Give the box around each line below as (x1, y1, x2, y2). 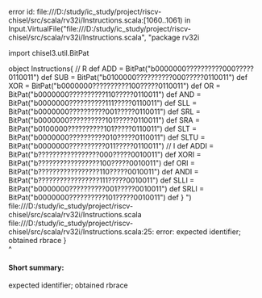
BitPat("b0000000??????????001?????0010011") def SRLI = (8, 184, 204, 193)
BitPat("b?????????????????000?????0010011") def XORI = (8, 149, 202, 159)
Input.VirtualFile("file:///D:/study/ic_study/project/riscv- (8, 24, 192, 33)
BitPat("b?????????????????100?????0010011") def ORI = (8, 158, 196, 168)
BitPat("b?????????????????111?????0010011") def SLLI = (8, 175, 195, 185)
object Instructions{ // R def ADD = (8, 64, 124, 73)
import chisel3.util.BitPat (8, 48, 89, 57)
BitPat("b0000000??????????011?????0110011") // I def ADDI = (8, 141, 214, 150)
